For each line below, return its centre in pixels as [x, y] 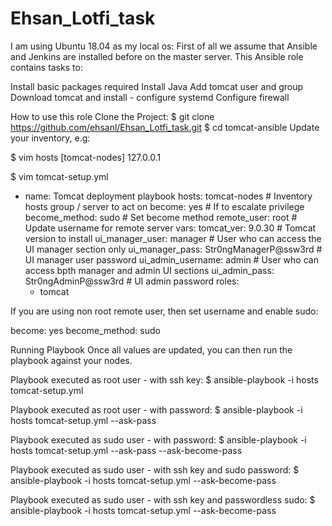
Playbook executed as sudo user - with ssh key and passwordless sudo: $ [163, 499]
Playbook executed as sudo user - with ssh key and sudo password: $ [155, 469]
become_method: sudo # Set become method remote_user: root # [161, 217]
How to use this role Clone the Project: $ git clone [112, 116]
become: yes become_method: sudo [85, 330]
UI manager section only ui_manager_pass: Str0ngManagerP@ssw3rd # [173, 249]
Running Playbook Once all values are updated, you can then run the [151, 349]
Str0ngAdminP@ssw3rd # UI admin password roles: [132, 281]
